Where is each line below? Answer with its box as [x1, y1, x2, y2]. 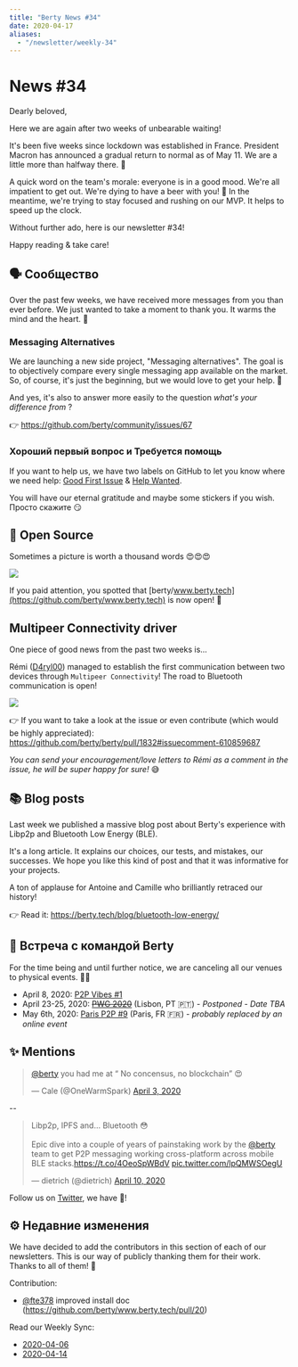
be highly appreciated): [9, 728, 95, 738]
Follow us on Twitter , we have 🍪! [9, 1192, 127, 1203]
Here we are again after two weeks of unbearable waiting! [9, 123, 221, 134]
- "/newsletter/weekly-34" [17, 37, 117, 47]
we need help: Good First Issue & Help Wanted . [9, 474, 182, 486]
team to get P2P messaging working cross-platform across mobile [30, 1148, 274, 1159]
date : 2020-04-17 [9, 21, 74, 30]
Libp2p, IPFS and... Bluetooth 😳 [30, 1120, 149, 1131]
